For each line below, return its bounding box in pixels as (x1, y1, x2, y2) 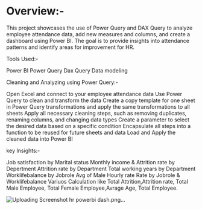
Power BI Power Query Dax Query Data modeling (6, 66, 128, 74)
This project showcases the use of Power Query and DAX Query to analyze (6, 24, 193, 31)
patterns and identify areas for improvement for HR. (6, 43, 134, 51)
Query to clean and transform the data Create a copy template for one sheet (6, 97, 195, 104)
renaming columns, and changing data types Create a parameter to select (6, 116, 190, 123)
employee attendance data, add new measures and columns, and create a (6, 30, 191, 37)
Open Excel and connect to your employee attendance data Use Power (6, 90, 183, 97)
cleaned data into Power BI (6, 135, 74, 143)
